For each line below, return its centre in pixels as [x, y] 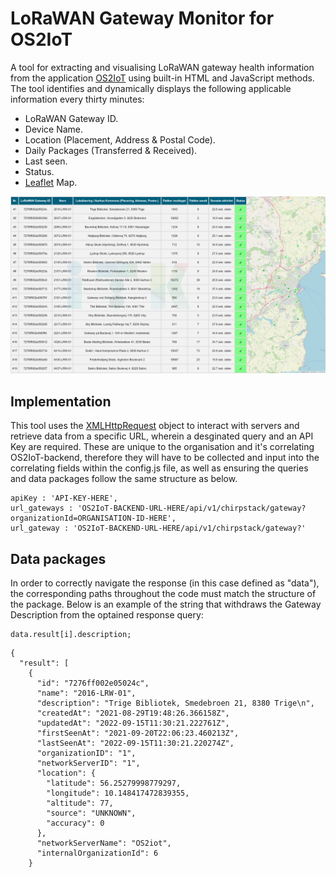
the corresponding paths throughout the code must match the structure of [163, 594]
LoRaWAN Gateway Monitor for [142, 18]
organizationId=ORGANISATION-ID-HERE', [93, 518]
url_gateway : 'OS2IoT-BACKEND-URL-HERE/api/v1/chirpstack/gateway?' [158, 528]
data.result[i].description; [71, 635]
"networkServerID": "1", [88, 763]
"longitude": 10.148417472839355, [118, 793]
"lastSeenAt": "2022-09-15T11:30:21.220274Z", [135, 743]
